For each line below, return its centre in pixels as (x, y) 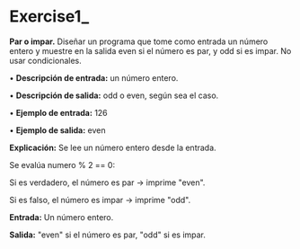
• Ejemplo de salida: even (57, 130)
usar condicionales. (46, 60)
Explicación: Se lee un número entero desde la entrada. (113, 147)
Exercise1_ (49, 17)
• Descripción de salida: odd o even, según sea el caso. (114, 95)
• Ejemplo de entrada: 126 (58, 112)
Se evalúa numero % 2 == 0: (62, 165)
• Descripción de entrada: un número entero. (94, 77)
